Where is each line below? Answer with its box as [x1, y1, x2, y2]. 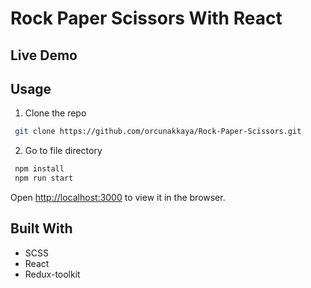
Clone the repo [24, 107, 87, 119]
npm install [14, 164, 65, 174]
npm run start [14, 173, 74, 184]
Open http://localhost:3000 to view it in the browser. [10, 192, 226, 204]
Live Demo [10, 47, 78, 64]
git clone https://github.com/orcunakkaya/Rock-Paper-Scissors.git [14, 127, 302, 137]
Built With [10, 220, 73, 237]
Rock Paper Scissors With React [10, 7, 283, 30]
